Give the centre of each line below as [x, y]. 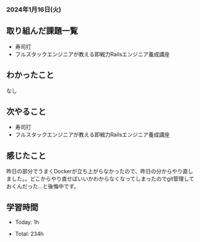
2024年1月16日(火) [34, 9]
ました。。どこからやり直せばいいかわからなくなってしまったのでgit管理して [100, 179]
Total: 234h [29, 234]
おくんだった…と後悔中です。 [43, 186]
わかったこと [30, 75]
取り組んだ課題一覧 [42, 31]
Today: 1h [27, 222]
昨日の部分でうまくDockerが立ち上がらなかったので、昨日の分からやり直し [100, 171]
